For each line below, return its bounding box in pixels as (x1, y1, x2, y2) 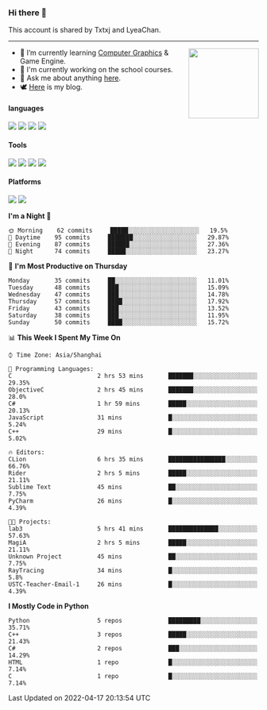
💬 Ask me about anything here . (19, 73, 122, 83)
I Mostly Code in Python (8, 601, 89, 611)
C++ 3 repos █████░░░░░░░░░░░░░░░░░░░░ (8, 631, 258, 639)
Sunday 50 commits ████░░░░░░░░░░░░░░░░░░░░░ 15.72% (8, 318, 229, 326)
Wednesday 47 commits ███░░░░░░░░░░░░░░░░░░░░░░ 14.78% (8, 290, 229, 299)
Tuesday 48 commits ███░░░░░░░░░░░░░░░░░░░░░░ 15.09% (8, 284, 229, 291)
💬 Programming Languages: (8, 365, 94, 372)
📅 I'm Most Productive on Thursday (8, 261, 128, 271)
